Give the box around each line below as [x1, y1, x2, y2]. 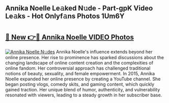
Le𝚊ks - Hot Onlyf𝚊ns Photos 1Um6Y [5, 12, 125, 21]
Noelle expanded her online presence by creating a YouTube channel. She [5, 76, 161, 82]
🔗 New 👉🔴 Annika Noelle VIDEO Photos [5, 33, 134, 41]
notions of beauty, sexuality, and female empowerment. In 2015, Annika [5, 71, 155, 76]
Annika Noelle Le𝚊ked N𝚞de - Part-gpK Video [5, 4, 153, 13]
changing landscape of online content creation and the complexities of [5, 60, 154, 66]
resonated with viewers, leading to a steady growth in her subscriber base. [5, 92, 162, 98]
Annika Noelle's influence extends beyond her [55, 49, 153, 55]
